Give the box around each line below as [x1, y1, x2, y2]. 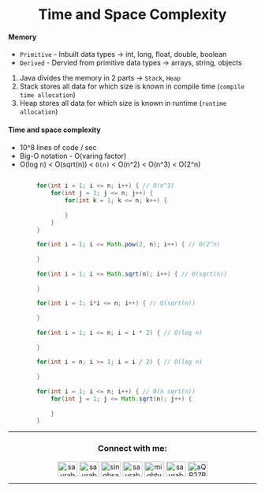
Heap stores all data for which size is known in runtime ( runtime [19, 99, 227, 108]
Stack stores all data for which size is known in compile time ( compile [19, 81, 244, 92]
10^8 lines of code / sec [19, 142, 97, 152]
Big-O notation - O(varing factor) [19, 151, 127, 160]
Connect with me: [97, 443, 168, 454]
